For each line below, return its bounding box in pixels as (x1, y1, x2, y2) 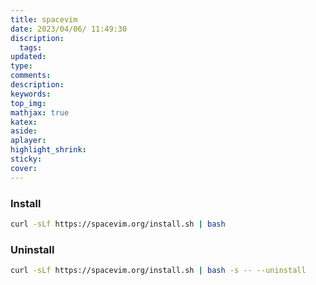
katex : (10, 117, 38, 127)
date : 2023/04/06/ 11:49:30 (10, 24, 128, 34)
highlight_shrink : (10, 145, 87, 155)
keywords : (10, 89, 52, 99)
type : (10, 61, 33, 71)
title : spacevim (10, 14, 78, 25)
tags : (19, 42, 43, 53)
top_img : (10, 98, 47, 108)
